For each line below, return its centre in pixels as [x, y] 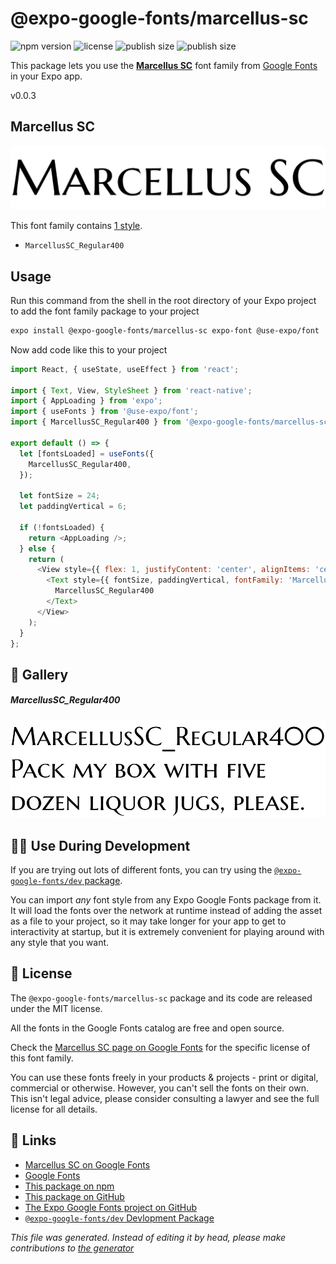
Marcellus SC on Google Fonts [87, 1164]
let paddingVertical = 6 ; [73, 507]
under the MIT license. [56, 1008]
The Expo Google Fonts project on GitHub [110, 1207]
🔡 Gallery [39, 674]
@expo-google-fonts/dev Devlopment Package [119, 1218]
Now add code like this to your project [89, 349]
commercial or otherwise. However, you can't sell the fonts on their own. [159, 1088]
